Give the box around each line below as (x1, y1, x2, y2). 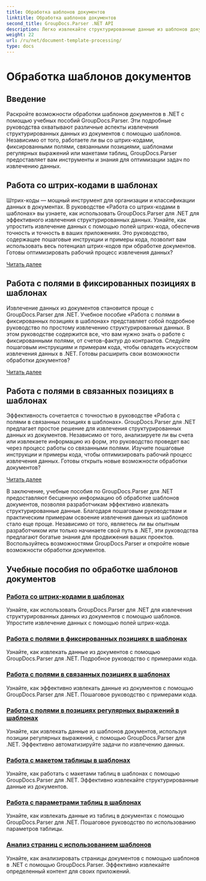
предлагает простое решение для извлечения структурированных (6, 425, 182, 433)
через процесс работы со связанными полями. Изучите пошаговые (6, 444, 185, 452)
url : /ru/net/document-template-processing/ (6, 37, 122, 44)
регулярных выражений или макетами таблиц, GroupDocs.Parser (6, 149, 177, 156)
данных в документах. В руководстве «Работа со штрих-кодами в (6, 203, 180, 210)
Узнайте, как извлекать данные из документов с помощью (6, 648, 161, 656)
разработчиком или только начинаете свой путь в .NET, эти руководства (6, 527, 199, 534)
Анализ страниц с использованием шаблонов (6, 841, 151, 849)
